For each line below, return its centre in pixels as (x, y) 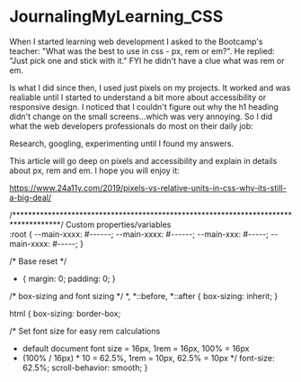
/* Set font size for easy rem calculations (85, 331)
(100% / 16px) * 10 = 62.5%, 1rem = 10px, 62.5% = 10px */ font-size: (148, 358)
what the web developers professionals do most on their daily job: (131, 126)
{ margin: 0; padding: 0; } (69, 278)
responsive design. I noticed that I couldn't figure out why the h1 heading (144, 106)
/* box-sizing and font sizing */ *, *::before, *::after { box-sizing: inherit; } (144, 296)
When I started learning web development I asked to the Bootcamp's (136, 41)
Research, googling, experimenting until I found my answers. (122, 143)
